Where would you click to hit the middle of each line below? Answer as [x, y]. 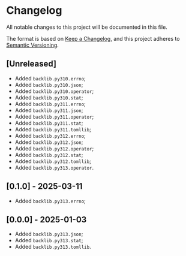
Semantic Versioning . [32, 45]
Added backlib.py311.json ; [49, 110]
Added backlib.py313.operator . [54, 167]
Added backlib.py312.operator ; [54, 148]
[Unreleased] [31, 64]
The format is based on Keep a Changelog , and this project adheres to [93, 38]
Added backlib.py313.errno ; [50, 201]
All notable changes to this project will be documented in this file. [87, 27]
